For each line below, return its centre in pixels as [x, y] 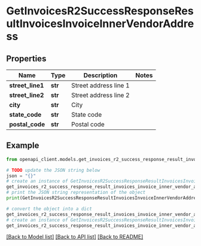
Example [23, 146]
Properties [26, 58]
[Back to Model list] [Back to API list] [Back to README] [75, 237]
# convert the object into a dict [49, 209]
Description [100, 75]
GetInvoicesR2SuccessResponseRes [100, 11]
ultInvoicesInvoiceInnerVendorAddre [100, 24]
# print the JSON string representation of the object [76, 193]
